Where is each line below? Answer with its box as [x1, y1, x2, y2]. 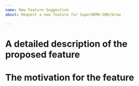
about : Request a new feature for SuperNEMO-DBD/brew [5, 12, 121, 17]
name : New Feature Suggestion [5, 7, 69, 13]
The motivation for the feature [5, 71, 134, 83]
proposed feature [5, 49, 80, 60]
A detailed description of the [5, 38, 128, 49]
